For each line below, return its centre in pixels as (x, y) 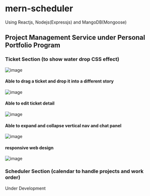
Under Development (25, 188)
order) (13, 177)
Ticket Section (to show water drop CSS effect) (62, 59)
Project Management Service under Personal (75, 38)
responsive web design (29, 147)
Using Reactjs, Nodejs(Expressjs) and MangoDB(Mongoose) (66, 22)
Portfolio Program (33, 45)
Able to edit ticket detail (30, 103)
